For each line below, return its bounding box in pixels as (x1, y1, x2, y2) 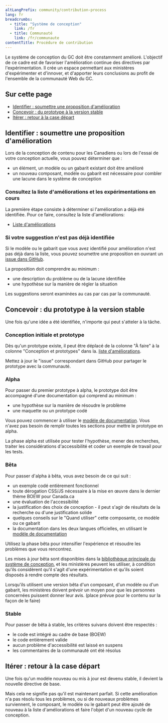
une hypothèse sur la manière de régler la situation (12, 281, 118, 287)
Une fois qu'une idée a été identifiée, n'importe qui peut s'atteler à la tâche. (5, 319, 161, 325)
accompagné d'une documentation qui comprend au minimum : (5, 393, 137, 399)
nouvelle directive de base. (5, 681, 61, 687)
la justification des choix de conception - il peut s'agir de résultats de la (12, 504, 160, 510)
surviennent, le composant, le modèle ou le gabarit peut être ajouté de (5, 701, 150, 707)
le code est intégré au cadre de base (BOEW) (12, 631, 106, 637)
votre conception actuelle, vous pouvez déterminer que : (5, 155, 122, 161)
